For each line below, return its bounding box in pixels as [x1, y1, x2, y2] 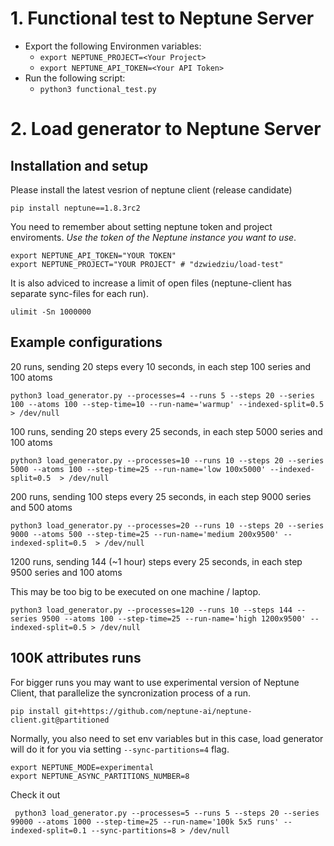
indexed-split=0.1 [10, 825, 87, 836]
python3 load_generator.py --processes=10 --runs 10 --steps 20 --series [10, 455, 325, 466]
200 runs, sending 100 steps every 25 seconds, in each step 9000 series [10, 490, 312, 502]
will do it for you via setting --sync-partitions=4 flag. [10, 743, 230, 755]
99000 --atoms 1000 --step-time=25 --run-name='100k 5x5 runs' [10, 817, 280, 827]
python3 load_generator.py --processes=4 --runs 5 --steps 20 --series [10, 390, 315, 401]
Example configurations [10, 334, 163, 351]
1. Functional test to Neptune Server [10, 7, 315, 30]
